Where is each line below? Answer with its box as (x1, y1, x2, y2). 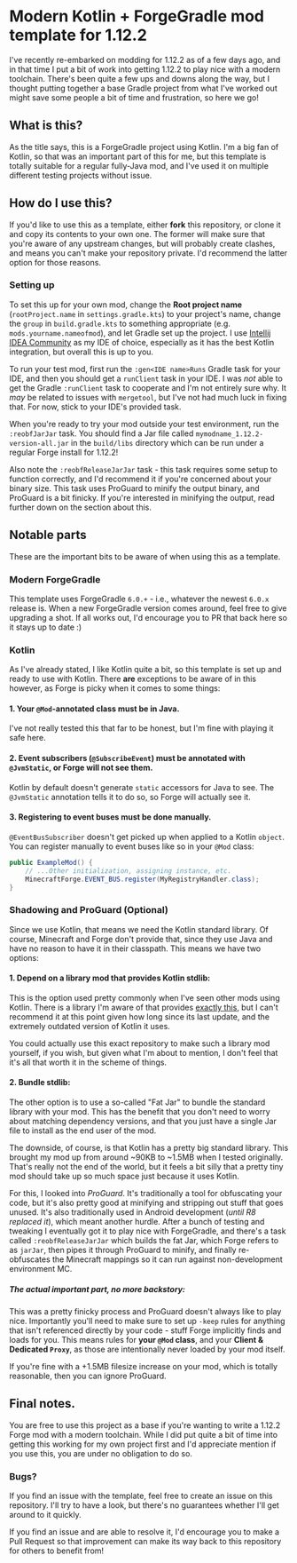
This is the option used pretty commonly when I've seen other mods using (9, 992, 281, 1003)
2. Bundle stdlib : (9, 1077, 71, 1088)
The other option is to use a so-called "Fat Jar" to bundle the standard (9, 1097, 266, 1107)
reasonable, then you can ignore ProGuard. (9, 1370, 167, 1382)
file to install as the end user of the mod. (9, 1125, 157, 1136)
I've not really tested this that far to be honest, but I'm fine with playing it (9, 723, 274, 734)
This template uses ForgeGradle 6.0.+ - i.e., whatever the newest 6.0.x (9, 593, 270, 604)
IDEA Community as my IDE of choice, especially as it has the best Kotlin (9, 337, 275, 347)
